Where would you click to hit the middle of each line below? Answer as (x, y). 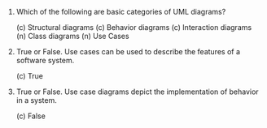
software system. (45, 60)
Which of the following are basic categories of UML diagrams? (121, 12)
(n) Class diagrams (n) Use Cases (72, 36)
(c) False (31, 116)
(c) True (29, 76)
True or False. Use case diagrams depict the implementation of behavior (137, 92)
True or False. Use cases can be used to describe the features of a (128, 51)
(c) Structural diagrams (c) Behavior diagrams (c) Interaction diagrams (134, 27)
